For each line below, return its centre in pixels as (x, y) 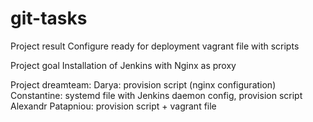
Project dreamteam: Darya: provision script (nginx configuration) (143, 84)
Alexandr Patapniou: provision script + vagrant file (113, 106)
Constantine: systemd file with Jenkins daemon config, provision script (156, 95)
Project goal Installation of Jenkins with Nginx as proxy (123, 65)
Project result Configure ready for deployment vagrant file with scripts (155, 46)
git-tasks (49, 18)
